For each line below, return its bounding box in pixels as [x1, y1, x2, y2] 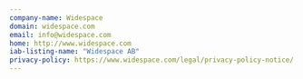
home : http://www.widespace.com [9, 38, 132, 48]
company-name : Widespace [9, 13, 103, 23]
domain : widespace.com [9, 22, 95, 31]
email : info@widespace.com [9, 30, 112, 39]
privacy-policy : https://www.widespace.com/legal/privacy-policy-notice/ [9, 55, 295, 64]
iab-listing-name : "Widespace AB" [9, 47, 141, 56]
